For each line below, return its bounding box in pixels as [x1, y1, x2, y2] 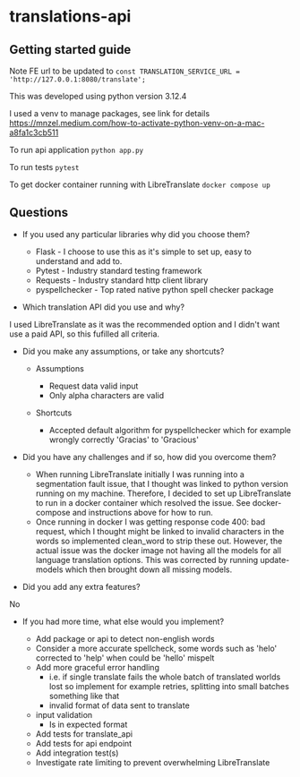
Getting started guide [9, 42, 132, 57]
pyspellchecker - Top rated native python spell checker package [35, 284, 274, 295]
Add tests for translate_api [35, 728, 133, 739]
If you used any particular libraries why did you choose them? [21, 228, 251, 239]
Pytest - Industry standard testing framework [35, 265, 202, 276]
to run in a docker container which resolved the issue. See [35, 497, 251, 508]
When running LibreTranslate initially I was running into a [35, 468, 244, 480]
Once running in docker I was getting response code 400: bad [35, 517, 266, 527]
